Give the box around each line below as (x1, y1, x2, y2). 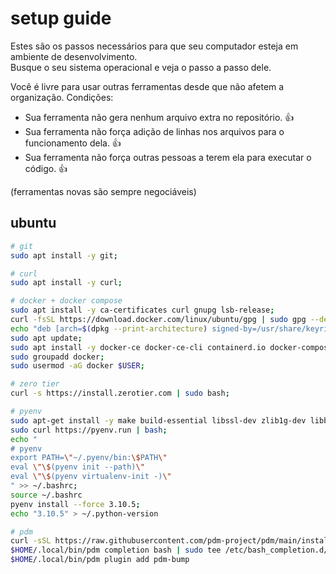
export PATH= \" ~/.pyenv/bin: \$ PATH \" (10, 453, 168, 463)
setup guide (10, 7, 112, 30)
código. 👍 (24, 162, 68, 174)
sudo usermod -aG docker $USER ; (10, 361, 145, 371)
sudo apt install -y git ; (10, 250, 118, 261)
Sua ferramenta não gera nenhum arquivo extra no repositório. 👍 (24, 111, 295, 123)
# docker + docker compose (10, 296, 123, 306)
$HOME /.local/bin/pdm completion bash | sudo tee (10, 545, 222, 556)
